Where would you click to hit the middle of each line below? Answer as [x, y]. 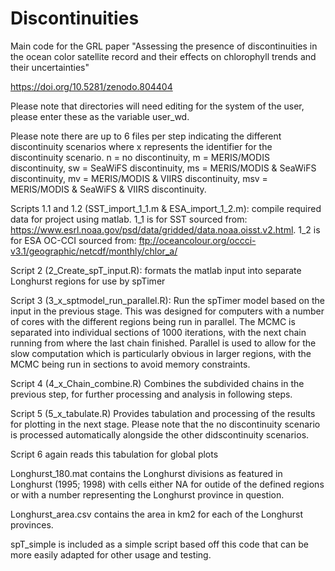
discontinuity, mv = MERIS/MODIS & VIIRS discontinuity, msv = [139, 178]
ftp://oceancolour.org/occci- [197, 240]
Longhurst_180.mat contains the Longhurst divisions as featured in [146, 473]
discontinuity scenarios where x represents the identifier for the [141, 146]
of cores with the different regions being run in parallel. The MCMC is [153, 321]
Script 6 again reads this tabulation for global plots [114, 454]
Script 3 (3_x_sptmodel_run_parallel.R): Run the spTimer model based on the [167, 300]
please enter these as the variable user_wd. [100, 116]
